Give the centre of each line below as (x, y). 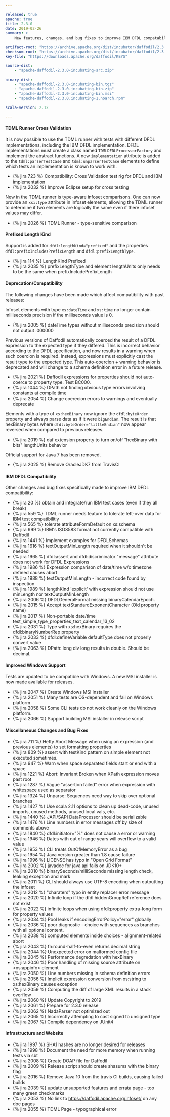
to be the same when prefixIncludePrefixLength (62, 272)
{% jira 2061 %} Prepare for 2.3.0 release (55, 1005)
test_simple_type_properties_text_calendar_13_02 (63, 621)
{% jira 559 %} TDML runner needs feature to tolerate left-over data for (87, 514)
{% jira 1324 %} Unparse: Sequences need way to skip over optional (84, 795)
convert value (27, 643)
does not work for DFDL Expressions (51, 562)
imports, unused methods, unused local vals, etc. (64, 811)
